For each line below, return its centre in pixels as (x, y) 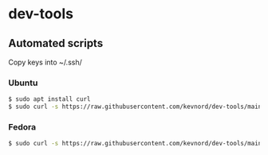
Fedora (22, 126)
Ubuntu (23, 83)
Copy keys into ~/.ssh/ (45, 62)
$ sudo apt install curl (49, 99)
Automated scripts (56, 43)
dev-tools (41, 14)
